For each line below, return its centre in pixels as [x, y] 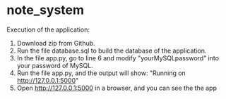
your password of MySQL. [55, 65]
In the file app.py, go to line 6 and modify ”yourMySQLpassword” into [118, 58]
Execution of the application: [48, 29]
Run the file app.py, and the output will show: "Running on [101, 73]
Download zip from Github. [56, 43]
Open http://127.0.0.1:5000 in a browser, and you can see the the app [117, 88]
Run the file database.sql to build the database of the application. [112, 51]
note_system [46, 10]
